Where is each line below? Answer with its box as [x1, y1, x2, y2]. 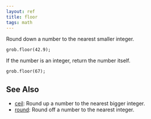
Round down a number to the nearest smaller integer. [6, 36, 135, 43]
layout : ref [6, 8, 35, 15]
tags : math [6, 19, 33, 25]
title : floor [6, 14, 38, 20]
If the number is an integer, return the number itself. [6, 57, 131, 64]
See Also [6, 84, 39, 94]
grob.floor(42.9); [6, 47, 51, 53]
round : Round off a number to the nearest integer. [14, 106, 135, 113]
